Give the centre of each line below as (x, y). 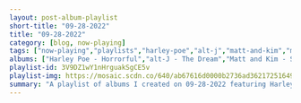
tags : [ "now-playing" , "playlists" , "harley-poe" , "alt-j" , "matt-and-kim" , (148, 51)
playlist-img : (36, 76)
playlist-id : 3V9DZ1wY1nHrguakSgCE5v (80, 68)
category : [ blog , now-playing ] (68, 43)
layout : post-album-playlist (64, 17)
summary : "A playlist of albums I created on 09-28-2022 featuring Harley (152, 84)
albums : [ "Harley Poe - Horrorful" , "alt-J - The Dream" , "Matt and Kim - (148, 59)
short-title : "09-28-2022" (60, 26)
